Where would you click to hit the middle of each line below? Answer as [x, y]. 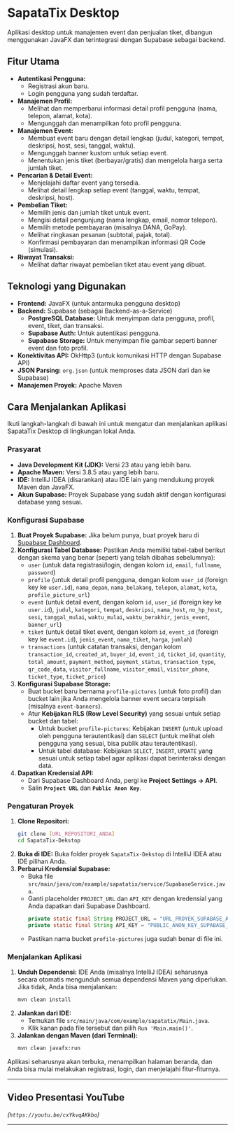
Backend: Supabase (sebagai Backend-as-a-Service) [95, 311]
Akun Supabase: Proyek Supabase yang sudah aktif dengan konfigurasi [121, 494]
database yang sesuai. [50, 502]
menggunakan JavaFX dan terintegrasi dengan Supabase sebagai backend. [116, 39]
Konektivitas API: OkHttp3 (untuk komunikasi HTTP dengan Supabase [119, 355]
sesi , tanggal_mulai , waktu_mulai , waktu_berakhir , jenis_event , [119, 616]
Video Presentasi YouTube [66, 1097]
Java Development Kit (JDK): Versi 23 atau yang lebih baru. [104, 465]
